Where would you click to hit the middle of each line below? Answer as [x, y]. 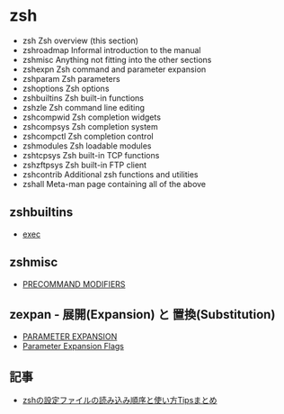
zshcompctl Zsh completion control [88, 136]
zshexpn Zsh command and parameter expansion [114, 69]
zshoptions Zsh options [66, 88]
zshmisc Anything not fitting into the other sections [117, 59]
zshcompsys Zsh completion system [90, 126]
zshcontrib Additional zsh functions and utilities [110, 174]
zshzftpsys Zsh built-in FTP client [84, 165]
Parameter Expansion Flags [73, 346]
